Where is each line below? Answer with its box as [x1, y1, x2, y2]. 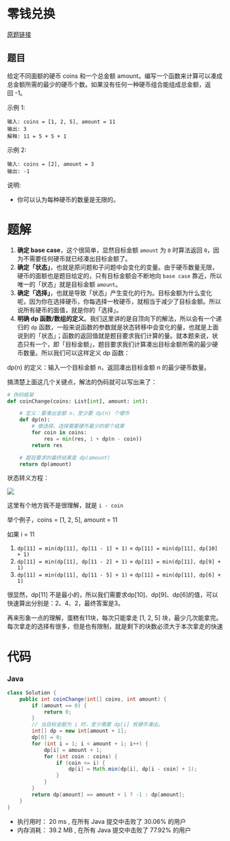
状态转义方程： [7, 474, 49, 482]
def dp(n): [19, 416, 51, 423]
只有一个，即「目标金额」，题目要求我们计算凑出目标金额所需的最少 [23, 340, 212, 348]
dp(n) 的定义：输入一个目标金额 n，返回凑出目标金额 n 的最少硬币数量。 [7, 363, 210, 371]
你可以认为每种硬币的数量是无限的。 [16, 195, 120, 203]
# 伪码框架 [7, 391, 34, 398]
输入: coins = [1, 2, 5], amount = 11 [7, 118, 116, 125]
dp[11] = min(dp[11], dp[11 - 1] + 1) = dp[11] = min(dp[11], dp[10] [16, 544, 218, 552]
